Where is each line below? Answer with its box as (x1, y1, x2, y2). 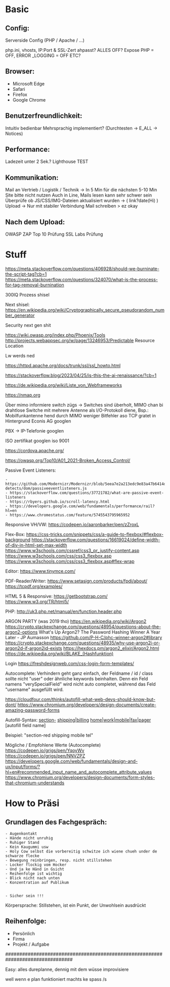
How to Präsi (5, 798, 60, 809)
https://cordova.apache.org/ (5, 448, 64, 453)
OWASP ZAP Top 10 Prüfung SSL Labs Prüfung (5, 231, 103, 237)
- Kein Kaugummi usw (5, 844, 49, 849)
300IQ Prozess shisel (5, 292, 50, 298)
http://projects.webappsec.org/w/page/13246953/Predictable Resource (5, 338, 155, 343)
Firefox (12, 91, 28, 97)
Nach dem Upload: (5, 217, 65, 226)
